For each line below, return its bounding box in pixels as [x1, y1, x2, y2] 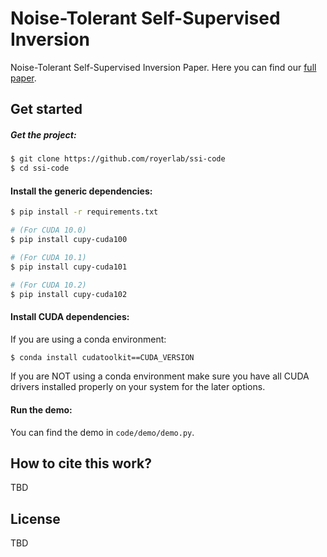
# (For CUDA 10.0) [10, 225, 87, 236]
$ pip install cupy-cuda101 [10, 262, 128, 272]
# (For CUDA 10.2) [10, 280, 87, 290]
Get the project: [10, 128, 77, 141]
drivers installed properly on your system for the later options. [10, 381, 266, 393]
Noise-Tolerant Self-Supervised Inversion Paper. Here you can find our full [10, 61, 317, 73]
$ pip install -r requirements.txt [10, 207, 159, 217]
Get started [10, 101, 83, 118]
